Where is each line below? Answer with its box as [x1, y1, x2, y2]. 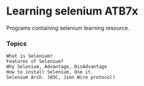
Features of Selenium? [6, 59, 64, 65]
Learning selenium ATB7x [6, 4, 139, 18]
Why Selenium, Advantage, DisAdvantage [6, 64, 108, 70]
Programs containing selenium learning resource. [6, 24, 129, 31]
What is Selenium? [6, 53, 53, 59]
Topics [6, 39, 27, 48]
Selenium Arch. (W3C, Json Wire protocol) [6, 74, 115, 81]
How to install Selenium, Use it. [6, 69, 94, 75]
